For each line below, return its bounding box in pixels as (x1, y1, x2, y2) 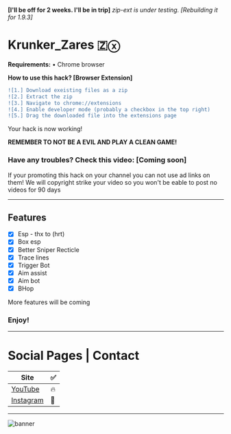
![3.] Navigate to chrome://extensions (8, 100, 122, 106)
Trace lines (17, 253, 49, 262)
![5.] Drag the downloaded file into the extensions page (8, 113, 177, 119)
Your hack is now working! (8, 125, 83, 133)
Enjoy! (8, 315, 29, 325)
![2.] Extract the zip (8, 93, 73, 100)
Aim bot (17, 276, 40, 284)
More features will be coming (8, 298, 90, 306)
